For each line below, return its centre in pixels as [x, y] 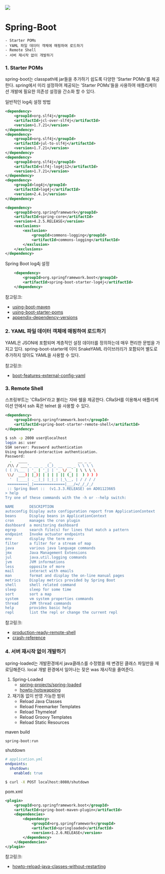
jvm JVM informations [35, 562]
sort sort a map [28, 594]
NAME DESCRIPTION [30, 507]
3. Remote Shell [24, 388]
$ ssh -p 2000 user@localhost [36, 438]
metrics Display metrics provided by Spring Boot [60, 580]
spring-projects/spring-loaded [50, 685]
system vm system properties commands [49, 598]
